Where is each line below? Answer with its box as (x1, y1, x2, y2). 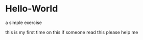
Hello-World (5, 3, 58, 14)
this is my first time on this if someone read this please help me (5, 29, 138, 35)
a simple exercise (5, 19, 42, 25)
